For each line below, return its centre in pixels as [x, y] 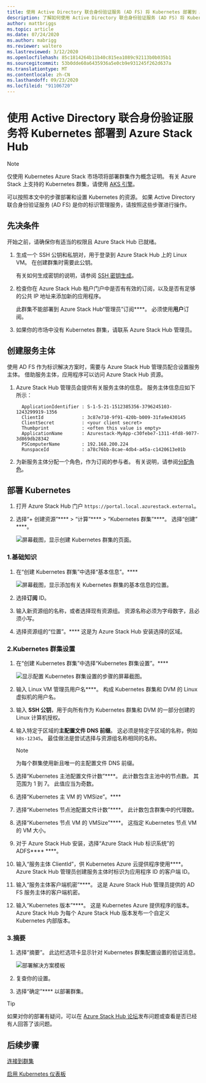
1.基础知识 [22, 557]
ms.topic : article [30, 29]
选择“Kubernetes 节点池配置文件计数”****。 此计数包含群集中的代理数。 [106, 809]
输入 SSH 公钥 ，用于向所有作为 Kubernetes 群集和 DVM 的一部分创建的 [105, 710]
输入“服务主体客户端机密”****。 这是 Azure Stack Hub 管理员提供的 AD [105, 884]
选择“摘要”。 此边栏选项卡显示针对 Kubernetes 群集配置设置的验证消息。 [107, 953]
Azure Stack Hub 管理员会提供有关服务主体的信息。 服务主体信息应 [100, 387]
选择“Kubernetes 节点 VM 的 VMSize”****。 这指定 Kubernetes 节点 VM [106, 822]
